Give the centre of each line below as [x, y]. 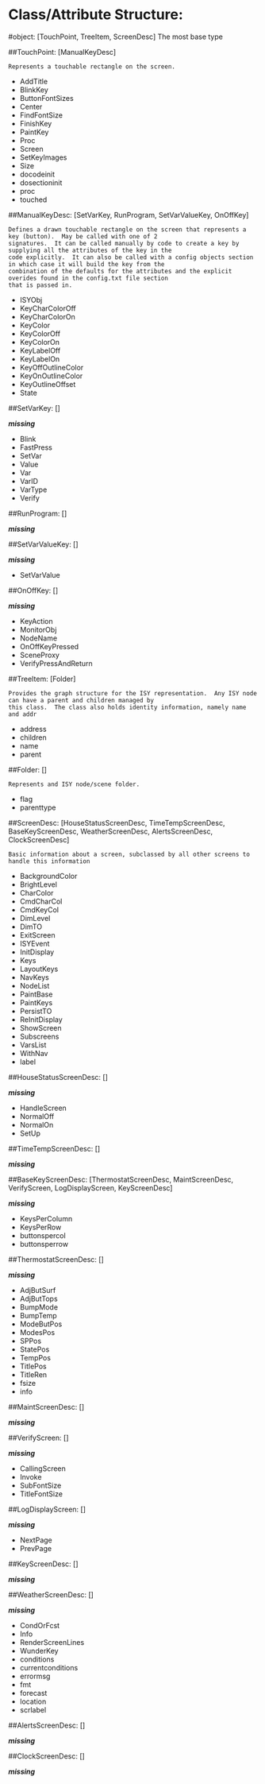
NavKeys [34, 977]
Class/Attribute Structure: [96, 15]
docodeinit [37, 174]
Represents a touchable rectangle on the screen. [92, 66]
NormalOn [36, 1124]
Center [31, 106]
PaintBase [36, 994]
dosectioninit [41, 182]
